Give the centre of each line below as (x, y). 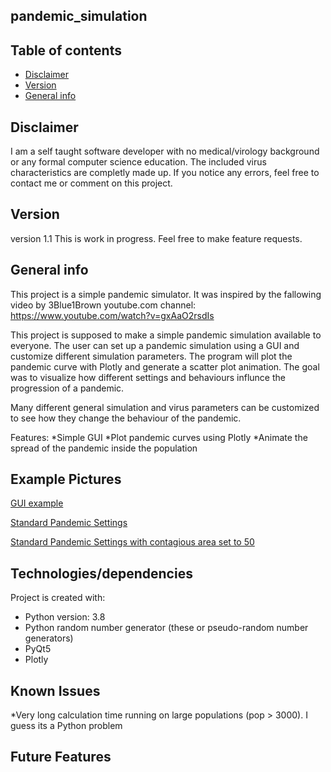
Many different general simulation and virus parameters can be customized (165, 407)
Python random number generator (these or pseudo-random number (166, 628)
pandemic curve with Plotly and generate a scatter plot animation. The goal (165, 366)
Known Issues (55, 690)
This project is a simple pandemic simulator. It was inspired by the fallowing (166, 294)
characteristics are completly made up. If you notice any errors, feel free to (165, 173)
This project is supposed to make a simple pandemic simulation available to (166, 335)
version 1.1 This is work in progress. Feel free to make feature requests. (156, 238)
